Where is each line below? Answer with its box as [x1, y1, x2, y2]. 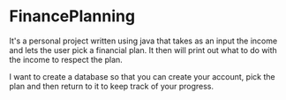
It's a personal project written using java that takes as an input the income [9, 35, 278, 46]
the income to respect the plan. [9, 54, 124, 65]
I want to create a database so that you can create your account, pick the [9, 71, 275, 81]
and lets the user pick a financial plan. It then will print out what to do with [9, 44, 278, 55]
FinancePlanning [9, 6, 135, 27]
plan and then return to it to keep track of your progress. [9, 81, 214, 91]
